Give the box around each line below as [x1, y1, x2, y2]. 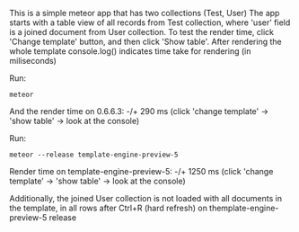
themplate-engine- [209, 202, 279, 213]
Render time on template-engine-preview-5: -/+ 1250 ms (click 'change [9, 166, 274, 176]
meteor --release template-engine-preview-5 [9, 150, 179, 159]
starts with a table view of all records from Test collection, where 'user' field [9, 17, 291, 28]
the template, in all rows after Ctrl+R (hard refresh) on [9, 202, 208, 213]
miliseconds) [9, 56, 57, 66]
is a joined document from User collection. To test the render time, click [9, 27, 275, 37]
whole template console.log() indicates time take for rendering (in [9, 46, 251, 57]
